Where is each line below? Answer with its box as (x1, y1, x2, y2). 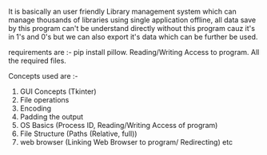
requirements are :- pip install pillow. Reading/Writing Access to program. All (8, 48, 260, 56)
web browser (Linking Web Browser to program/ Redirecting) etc (19, 138, 233, 146)
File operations (19, 95, 70, 104)
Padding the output (19, 112, 84, 122)
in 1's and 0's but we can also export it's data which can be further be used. (8, 32, 258, 41)
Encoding (19, 103, 52, 113)
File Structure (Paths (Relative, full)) (19, 129, 137, 138)
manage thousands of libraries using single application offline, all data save (8, 15, 257, 25)
